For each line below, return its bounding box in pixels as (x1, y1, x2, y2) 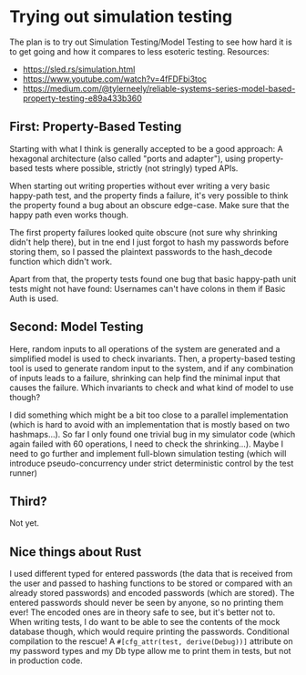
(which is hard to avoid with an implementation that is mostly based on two (9, 418, 290, 429)
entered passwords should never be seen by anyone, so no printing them (9, 598, 284, 609)
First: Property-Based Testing (9, 119, 182, 135)
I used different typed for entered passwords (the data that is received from (9, 569, 293, 579)
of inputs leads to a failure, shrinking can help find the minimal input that (9, 372, 280, 383)
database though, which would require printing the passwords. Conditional (9, 626, 290, 638)
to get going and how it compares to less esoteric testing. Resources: (9, 45, 270, 56)
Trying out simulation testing (9, 6, 233, 27)
